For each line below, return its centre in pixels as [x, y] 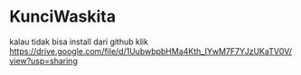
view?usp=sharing [44, 61]
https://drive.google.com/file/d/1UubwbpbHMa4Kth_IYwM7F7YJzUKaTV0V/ [150, 51]
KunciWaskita [62, 17]
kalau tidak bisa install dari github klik [79, 42]
